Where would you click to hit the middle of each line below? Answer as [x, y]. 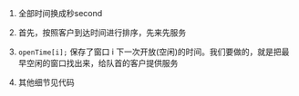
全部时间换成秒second [60, 13]
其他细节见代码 [46, 82]
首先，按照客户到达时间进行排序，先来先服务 [102, 33]
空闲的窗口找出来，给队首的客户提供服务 [102, 63]
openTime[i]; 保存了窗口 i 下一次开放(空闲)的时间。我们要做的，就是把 [150, 52]
